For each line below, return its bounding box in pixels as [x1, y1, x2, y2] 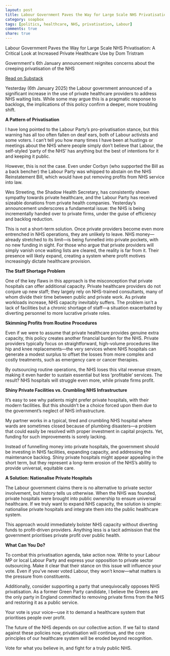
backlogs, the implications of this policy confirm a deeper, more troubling [5, 101, 158, 107]
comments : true [5, 26, 37, 31]
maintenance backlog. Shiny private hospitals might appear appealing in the [5, 454, 163, 460]
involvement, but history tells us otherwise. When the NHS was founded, [5, 490, 156, 496]
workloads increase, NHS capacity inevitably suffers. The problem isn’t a [5, 300, 157, 305]
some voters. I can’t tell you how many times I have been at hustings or [5, 137, 153, 143]
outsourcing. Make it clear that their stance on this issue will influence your [5, 563, 162, 568]
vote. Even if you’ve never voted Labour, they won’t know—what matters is [5, 568, 161, 574]
